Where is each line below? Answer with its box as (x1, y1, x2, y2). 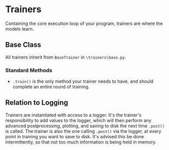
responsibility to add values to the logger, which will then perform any (5, 117, 152, 123)
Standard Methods (5, 67, 52, 74)
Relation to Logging (5, 98, 68, 107)
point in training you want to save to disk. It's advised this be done (5, 133, 144, 139)
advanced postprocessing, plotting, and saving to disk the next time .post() (5, 123, 165, 129)
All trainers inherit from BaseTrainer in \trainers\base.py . (5, 54, 126, 60)
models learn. (5, 25, 34, 32)
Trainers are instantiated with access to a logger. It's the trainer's (5, 112, 142, 118)
